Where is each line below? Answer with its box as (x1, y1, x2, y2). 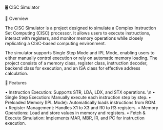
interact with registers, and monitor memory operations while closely (5, 35, 143, 41)
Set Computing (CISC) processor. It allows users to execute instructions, (5, 30, 150, 36)
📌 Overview (5, 16, 28, 21)
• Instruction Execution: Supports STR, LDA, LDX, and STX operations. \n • (5, 89, 155, 95)
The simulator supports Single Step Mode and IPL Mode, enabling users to (5, 50, 155, 55)
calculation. (5, 70, 28, 76)
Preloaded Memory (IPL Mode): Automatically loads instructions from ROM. (5, 99, 157, 105)
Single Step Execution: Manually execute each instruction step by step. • (5, 95, 151, 100)
